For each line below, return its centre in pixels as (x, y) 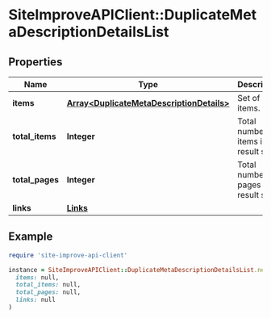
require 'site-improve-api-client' (68, 255)
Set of (249, 98)
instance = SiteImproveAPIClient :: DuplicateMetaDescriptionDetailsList (131, 270)
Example (31, 237)
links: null (36, 300)
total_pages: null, (48, 292)
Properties (35, 62)
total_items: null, (48, 285)
